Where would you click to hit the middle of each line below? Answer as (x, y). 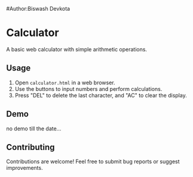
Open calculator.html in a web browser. (65, 83)
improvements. (24, 168)
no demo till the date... (34, 129)
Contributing (30, 147)
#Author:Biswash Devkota (38, 9)
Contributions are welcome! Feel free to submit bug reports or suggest (93, 161)
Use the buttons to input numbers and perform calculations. (88, 89)
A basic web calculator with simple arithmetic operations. (77, 49)
